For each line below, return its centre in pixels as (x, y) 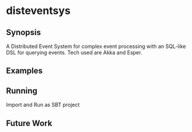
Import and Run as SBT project (43, 105)
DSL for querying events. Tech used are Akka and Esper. (74, 53)
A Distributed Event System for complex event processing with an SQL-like (96, 46)
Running (22, 91)
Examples (24, 71)
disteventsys (38, 11)
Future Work (29, 123)
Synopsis (23, 32)
